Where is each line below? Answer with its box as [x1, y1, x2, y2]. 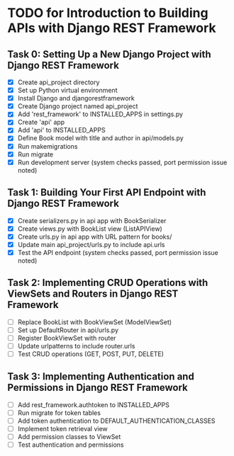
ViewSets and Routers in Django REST [7, 288, 179, 300]
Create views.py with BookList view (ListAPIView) [17, 224, 163, 233]
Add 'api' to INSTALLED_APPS [17, 126, 106, 135]
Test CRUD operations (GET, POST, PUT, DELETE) [17, 349, 165, 358]
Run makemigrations [17, 142, 78, 150]
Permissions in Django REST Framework [7, 382, 188, 394]
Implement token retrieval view [17, 424, 108, 433]
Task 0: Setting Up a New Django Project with [7, 48, 211, 60]
